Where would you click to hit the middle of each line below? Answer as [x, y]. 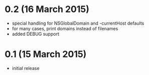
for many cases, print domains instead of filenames [65, 28]
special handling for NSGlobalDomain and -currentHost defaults [78, 23]
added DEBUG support [36, 34]
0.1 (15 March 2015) [46, 54]
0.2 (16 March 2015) [47, 9]
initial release [26, 68]
